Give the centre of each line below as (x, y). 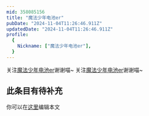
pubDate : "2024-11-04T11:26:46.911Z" (54, 23)
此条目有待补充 (35, 91)
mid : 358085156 (26, 12)
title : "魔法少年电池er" (35, 18)
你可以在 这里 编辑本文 (33, 107)
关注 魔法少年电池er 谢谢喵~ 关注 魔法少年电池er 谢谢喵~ (75, 70)
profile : (17, 35)
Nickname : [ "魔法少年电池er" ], (54, 46)
